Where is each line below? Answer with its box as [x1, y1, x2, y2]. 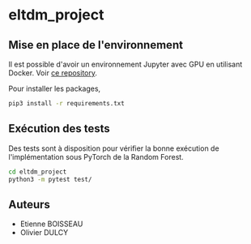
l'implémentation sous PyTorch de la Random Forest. [8, 152, 184, 161]
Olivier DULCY [19, 228, 69, 238]
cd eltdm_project [8, 168, 67, 176]
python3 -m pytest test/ [8, 175, 92, 183]
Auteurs [8, 197, 51, 212]
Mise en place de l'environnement [8, 38, 184, 52]
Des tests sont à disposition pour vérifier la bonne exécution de [8, 143, 220, 153]
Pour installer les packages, [8, 83, 101, 93]
